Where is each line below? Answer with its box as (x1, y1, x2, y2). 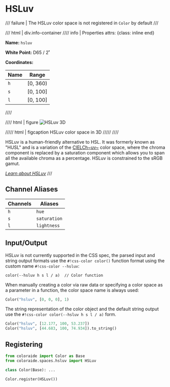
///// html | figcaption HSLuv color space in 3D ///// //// (5, 129, 119, 135)
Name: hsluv (5, 39, 32, 46)
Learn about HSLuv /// (5, 170, 52, 176)
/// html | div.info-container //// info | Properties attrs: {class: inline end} (5, 29, 155, 36)
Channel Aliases (5, 185, 58, 193)
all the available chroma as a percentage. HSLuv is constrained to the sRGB (5, 155, 163, 161)
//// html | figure (5, 119, 39, 125)
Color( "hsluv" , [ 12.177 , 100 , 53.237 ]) (5, 321, 90, 327)
